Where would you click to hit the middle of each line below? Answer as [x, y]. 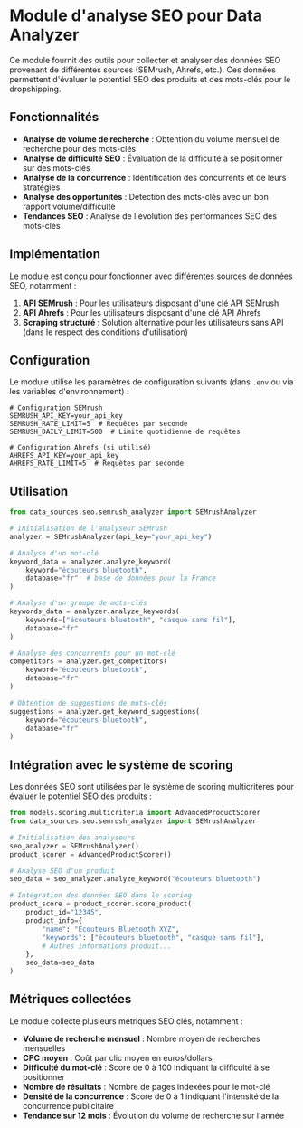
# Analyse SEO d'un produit [62, 871]
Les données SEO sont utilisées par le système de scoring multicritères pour [151, 787]
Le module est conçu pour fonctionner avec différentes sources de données [151, 276]
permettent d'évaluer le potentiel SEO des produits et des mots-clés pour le [150, 79]
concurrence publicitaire [68, 1105]
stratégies [41, 187]
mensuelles [44, 1048]
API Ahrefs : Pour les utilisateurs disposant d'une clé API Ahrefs [142, 312]
